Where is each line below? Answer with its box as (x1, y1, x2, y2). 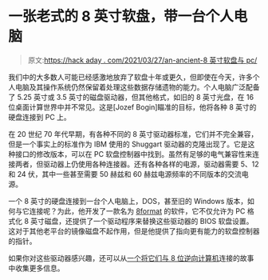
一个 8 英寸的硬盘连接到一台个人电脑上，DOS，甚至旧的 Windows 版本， (8, 196, 248, 206)
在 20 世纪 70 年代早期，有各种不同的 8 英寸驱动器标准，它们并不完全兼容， (8, 129, 258, 138)
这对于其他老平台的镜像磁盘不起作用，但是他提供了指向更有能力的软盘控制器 (8, 226, 260, 236)
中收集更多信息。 (8, 263, 65, 273)
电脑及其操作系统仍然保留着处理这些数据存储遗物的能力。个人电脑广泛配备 (14, 82, 260, 92)
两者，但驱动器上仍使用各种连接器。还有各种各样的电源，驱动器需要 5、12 (14, 159, 259, 169)
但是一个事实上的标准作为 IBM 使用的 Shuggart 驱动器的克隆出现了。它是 (8, 139, 248, 149)
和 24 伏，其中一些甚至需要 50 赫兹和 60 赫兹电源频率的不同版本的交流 (8, 169, 242, 178)
